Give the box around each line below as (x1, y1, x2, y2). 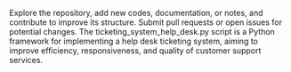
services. (9, 55, 43, 65)
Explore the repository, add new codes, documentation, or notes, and (9, 8, 264, 18)
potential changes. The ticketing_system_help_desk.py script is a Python (9, 27, 276, 36)
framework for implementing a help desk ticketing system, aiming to (9, 36, 258, 46)
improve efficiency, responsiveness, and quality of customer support (9, 45, 262, 56)
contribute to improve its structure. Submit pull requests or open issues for (9, 17, 283, 28)
